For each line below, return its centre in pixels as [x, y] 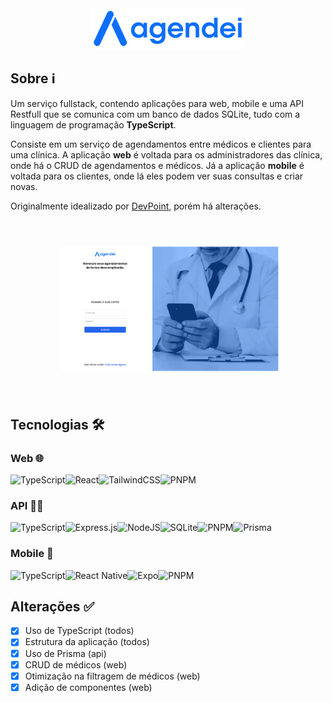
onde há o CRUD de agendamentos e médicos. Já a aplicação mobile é [157, 165]
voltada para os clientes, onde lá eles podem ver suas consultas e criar [157, 176]
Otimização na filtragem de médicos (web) [112, 676]
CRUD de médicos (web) [76, 664]
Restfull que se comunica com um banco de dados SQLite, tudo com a [155, 114]
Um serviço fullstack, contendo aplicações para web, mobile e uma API [157, 103]
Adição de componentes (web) [88, 687]
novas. [24, 186]
